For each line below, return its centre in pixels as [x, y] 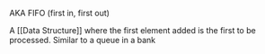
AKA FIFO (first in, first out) [60, 13]
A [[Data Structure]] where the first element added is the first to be [132, 30]
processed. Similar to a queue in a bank [83, 40]
